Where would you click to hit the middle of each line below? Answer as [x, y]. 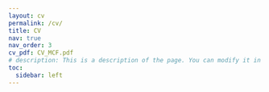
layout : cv [27, 16]
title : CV [25, 30]
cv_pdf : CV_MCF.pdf [41, 53]
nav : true [25, 38]
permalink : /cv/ [35, 23]
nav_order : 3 [30, 46]
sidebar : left [39, 75]
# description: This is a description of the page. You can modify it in [135, 61]
